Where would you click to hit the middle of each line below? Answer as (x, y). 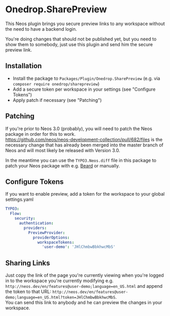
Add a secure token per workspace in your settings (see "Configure (84, 89)
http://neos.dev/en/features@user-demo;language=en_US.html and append (84, 286)
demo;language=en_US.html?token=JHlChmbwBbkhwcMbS (60, 298)
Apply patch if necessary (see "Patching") (57, 100)
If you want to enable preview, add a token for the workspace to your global (85, 194)
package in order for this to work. (40, 134)
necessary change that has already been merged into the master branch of (84, 145)
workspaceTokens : (56, 242)
